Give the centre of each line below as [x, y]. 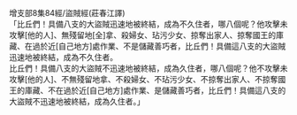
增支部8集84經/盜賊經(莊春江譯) [67, 13]
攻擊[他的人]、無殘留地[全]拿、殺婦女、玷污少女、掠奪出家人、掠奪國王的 [143, 35]
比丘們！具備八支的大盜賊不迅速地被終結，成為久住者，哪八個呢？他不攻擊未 [148, 68]
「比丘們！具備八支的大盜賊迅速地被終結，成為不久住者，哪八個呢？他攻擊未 [148, 24]
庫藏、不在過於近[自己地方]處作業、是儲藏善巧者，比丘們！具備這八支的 [155, 90]
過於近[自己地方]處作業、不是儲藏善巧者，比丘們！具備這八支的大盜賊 [159, 46]
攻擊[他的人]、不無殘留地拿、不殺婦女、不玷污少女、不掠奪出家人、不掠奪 [144, 79]
